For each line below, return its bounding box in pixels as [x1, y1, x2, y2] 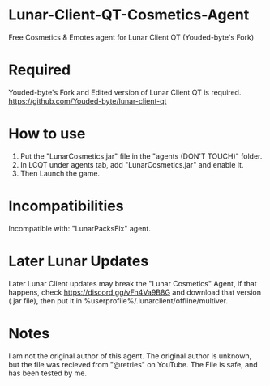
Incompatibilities [8, 197, 124, 215]
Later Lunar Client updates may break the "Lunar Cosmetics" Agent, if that [8, 278, 257, 288]
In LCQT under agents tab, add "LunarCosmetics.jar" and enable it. [19, 159, 244, 169]
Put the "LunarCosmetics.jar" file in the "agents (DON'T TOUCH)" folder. [19, 151, 263, 161]
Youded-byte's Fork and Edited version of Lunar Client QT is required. [8, 87, 242, 97]
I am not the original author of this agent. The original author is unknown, [8, 350, 252, 361]
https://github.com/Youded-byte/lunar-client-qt [8, 95, 167, 106]
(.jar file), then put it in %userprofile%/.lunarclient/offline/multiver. [8, 295, 229, 305]
